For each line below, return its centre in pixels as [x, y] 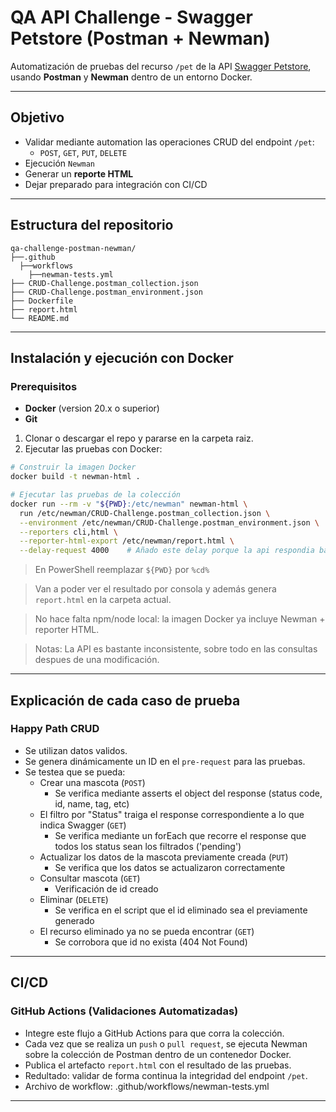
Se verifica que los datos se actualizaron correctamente [170, 867]
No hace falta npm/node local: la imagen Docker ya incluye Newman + [180, 619]
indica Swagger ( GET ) [83, 825]
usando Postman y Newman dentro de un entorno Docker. [131, 77]
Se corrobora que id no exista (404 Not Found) [151, 942]
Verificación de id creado [106, 888]
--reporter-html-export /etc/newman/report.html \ [127, 541]
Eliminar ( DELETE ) [74, 899]
